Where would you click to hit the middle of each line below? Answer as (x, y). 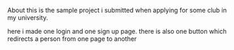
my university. (28, 18)
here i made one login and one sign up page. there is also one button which (117, 31)
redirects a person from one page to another (72, 39)
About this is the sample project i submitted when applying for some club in (117, 10)
